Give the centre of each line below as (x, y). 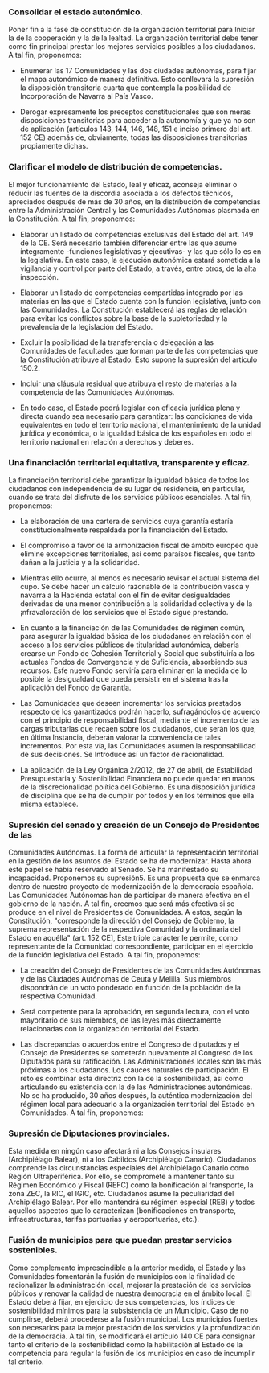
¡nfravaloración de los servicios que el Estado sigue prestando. (124, 612)
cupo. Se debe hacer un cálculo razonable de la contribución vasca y (134, 586)
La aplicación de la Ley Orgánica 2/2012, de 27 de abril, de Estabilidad (136, 769)
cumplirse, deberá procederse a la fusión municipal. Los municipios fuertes (133, 1319)
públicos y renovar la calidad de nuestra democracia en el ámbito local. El (130, 1293)
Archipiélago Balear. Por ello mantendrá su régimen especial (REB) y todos (132, 1202)
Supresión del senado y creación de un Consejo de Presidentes (134, 825)
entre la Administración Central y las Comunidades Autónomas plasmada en (134, 210)
